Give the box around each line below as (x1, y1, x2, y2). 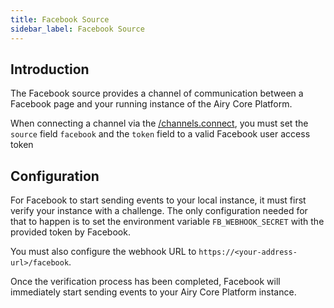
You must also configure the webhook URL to (10, 246, 197, 258)
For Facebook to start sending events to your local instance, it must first (10, 194, 307, 206)
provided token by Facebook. (10, 226, 131, 238)
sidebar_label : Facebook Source (10, 24, 145, 34)
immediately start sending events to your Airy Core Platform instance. (10, 286, 297, 298)
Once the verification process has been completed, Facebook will (10, 276, 281, 288)
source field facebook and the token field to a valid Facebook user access (10, 128, 311, 140)
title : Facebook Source (10, 14, 110, 25)
